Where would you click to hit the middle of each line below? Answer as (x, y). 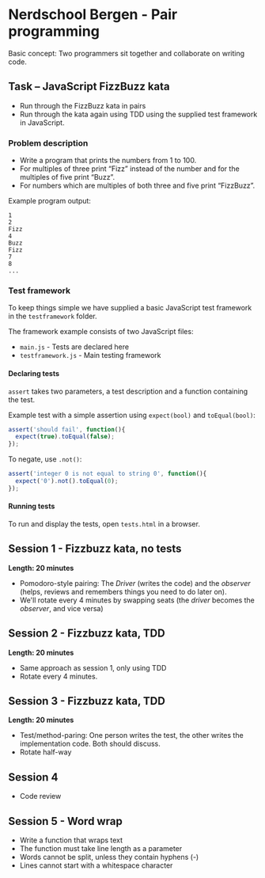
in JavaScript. (42, 122)
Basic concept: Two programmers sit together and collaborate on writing (127, 53)
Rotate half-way (45, 752)
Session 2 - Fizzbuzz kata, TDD (87, 634)
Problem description (48, 143)
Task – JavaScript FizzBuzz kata (89, 87)
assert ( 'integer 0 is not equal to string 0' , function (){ (108, 474)
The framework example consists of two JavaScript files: (101, 332)
